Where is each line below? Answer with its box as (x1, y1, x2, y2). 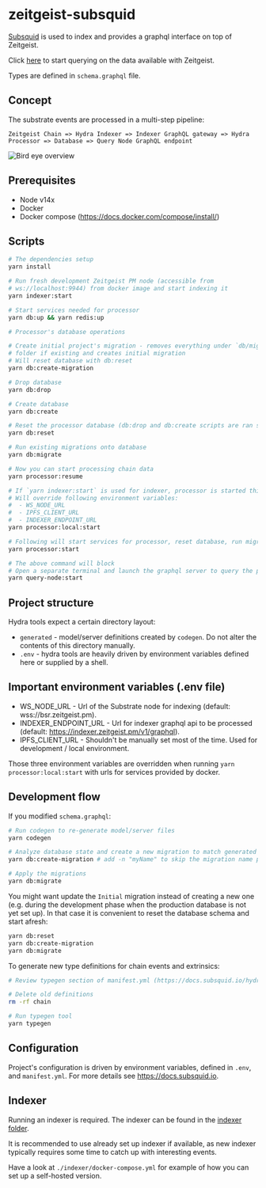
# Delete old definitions (8, 991, 93, 999)
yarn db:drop (8, 385, 51, 393)
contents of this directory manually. (19, 641, 136, 651)
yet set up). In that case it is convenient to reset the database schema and (8, 908, 249, 917)
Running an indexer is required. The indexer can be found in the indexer (8, 1114, 242, 1125)
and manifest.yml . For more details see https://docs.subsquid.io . (8, 1071, 219, 1080)
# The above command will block (8, 560, 115, 567)
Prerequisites (8, 174, 76, 188)
